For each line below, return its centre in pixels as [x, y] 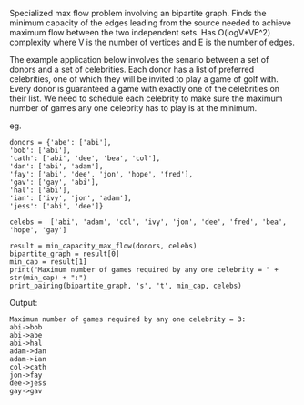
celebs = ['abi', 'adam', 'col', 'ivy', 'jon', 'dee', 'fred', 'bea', [148, 222]
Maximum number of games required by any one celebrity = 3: [128, 319]
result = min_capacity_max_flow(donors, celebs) [103, 246]
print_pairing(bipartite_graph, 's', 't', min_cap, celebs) [126, 286]
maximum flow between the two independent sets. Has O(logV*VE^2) [140, 32]
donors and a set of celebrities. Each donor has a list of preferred [132, 69]
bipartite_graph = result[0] [65, 254]
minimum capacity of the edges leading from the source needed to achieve [151, 23]
